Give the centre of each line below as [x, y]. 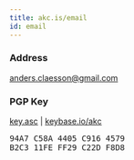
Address [29, 58]
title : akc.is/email [49, 18]
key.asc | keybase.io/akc [56, 121]
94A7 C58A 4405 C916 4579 [67, 139]
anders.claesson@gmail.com [64, 77]
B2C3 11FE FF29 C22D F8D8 [67, 148]
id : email [28, 26]
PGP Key [29, 101]
